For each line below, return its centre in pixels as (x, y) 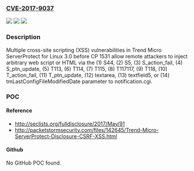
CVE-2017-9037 (30, 8)
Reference (19, 111)
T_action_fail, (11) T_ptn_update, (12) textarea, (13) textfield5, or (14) (88, 75)
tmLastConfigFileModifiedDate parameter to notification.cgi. (79, 81)
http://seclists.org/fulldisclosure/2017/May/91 (70, 124)
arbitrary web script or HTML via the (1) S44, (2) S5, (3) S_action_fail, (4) (94, 63)
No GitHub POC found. (34, 163)
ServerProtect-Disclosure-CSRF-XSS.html (66, 136)
